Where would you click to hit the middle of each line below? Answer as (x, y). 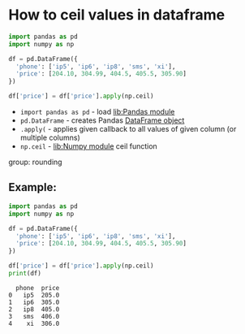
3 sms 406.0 (34, 316)
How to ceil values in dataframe (117, 15)
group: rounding (35, 162)
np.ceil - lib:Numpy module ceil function (89, 146)
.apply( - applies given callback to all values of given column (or (128, 129)
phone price (38, 288)
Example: (32, 187)
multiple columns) (50, 138)
